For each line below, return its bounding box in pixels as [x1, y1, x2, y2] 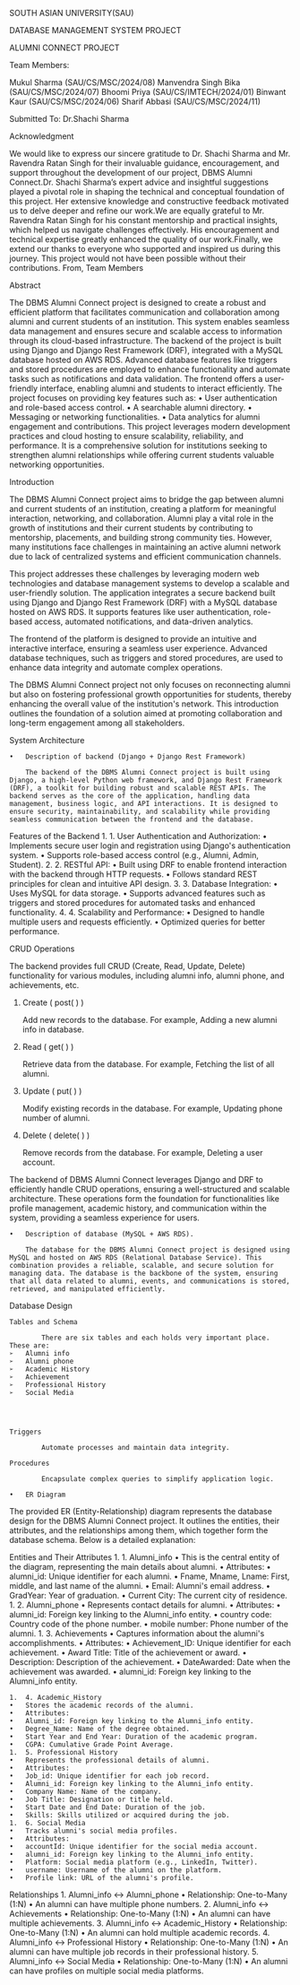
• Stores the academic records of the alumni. [9, 1701, 194, 1710]
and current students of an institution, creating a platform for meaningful [9, 504, 277, 514]
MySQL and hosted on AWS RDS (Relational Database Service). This [9, 1253, 262, 1262]
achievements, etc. [9, 980, 80, 990]
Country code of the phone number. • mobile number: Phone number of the [9, 1618, 289, 1629]
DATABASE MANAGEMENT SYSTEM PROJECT [9, 25, 182, 35]
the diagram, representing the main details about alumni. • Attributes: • [9, 1562, 271, 1572]
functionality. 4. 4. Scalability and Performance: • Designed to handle [9, 907, 265, 917]
